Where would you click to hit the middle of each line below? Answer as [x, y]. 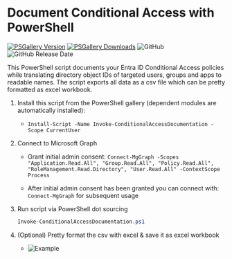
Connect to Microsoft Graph [57, 143]
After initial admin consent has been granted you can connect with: [123, 188]
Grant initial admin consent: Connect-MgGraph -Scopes [103, 157]
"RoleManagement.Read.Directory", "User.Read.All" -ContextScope [124, 169]
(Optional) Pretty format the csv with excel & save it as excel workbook [118, 235]
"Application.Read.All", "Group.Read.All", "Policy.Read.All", [121, 163]
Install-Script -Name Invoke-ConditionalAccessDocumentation [117, 124]
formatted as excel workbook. [50, 89]
